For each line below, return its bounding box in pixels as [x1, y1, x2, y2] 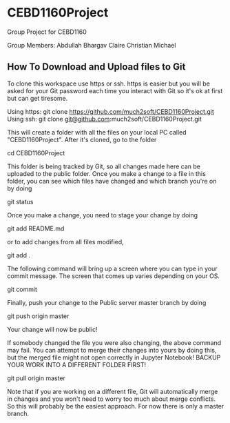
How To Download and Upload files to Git [7, 61, 186, 73]
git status [7, 197, 34, 206]
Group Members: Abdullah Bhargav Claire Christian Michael [7, 41, 176, 49]
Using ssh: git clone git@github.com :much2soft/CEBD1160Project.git [7, 115, 202, 123]
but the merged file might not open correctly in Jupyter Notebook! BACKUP [7, 353, 221, 362]
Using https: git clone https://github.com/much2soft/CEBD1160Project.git [7, 107, 215, 115]
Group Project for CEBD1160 [7, 28, 87, 36]
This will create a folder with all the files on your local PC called [7, 128, 187, 136]
